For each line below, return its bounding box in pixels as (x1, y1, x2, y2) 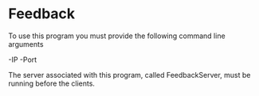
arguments (8, 39, 44, 48)
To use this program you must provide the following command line (8, 31, 226, 40)
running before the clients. (8, 79, 96, 88)
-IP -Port (8, 55, 37, 64)
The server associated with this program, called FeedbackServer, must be (8, 70, 251, 79)
